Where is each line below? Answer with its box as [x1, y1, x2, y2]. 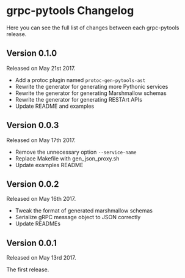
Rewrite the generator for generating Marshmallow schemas [15, 89, 167, 97]
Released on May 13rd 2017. [6, 254, 76, 261]
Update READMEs [15, 220, 61, 227]
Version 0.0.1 [6, 238, 57, 248]
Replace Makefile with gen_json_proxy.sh [15, 154, 120, 162]
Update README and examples [15, 102, 95, 110]
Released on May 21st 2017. [6, 64, 76, 72]
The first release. [6, 266, 49, 273]
